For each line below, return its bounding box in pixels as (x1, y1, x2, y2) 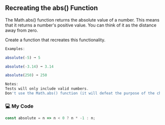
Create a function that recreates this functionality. (5, 37, 106, 43)
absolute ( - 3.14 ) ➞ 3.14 (5, 64, 54, 69)
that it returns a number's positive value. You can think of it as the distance (5, 22, 157, 28)
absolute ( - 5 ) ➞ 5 (5, 55, 41, 60)
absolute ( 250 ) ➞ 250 (5, 73, 48, 78)
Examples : (5, 46, 26, 51)
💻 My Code (5, 102, 33, 109)
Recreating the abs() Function (5, 4, 98, 12)
